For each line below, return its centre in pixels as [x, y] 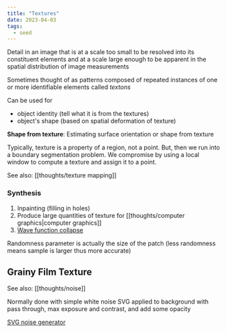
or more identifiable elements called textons [69, 87]
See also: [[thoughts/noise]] [46, 288]
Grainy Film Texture [50, 272]
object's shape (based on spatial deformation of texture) [96, 121]
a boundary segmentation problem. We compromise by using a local [103, 155]
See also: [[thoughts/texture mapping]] [62, 175]
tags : [15, 26]
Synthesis [24, 193]
